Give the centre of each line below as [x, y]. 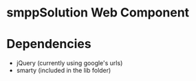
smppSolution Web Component [98, 13]
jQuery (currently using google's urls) [69, 63]
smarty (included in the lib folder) [64, 71]
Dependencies [49, 44]
